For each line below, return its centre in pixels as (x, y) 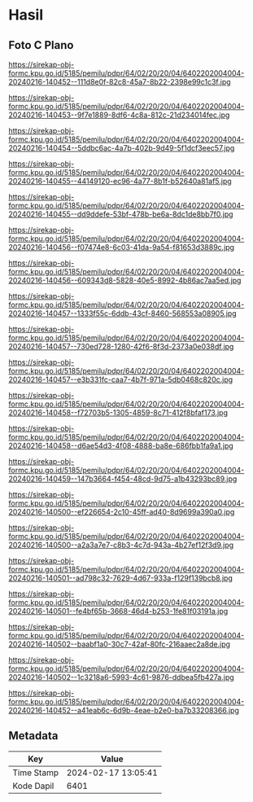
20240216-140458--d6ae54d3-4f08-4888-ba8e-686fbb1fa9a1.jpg (121, 446)
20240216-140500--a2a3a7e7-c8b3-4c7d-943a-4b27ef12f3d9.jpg (121, 545)
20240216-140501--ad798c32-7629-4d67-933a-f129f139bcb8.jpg (121, 578)
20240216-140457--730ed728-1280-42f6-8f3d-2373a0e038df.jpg (121, 346)
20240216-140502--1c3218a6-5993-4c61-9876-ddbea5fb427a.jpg (121, 677)
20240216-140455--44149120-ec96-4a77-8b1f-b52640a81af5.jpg (120, 181)
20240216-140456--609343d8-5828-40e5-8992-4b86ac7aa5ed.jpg (125, 280)
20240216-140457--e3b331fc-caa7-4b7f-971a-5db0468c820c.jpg (121, 379)
